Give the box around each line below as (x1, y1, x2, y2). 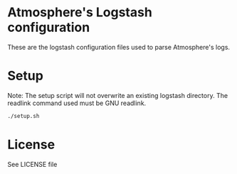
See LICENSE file (7, 160, 58, 168)
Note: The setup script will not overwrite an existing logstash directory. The (7, 91, 228, 99)
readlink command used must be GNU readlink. (7, 99, 147, 107)
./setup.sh (7, 112, 40, 119)
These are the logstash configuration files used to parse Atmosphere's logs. (7, 43, 230, 51)
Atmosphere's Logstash (7, 4, 153, 21)
